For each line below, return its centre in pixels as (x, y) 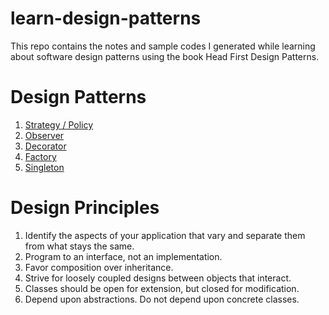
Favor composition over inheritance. (99, 267)
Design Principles (85, 208)
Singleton (44, 167)
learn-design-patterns (106, 18)
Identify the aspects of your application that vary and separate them (165, 235)
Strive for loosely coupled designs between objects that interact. (158, 278)
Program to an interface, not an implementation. (123, 256)
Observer (44, 135)
